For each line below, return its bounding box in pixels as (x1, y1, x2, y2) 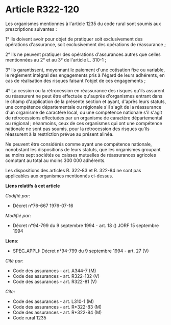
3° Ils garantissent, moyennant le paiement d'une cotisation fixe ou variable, (5, 67, 165, 73)
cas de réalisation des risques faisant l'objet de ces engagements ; (5, 77, 146, 84)
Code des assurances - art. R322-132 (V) (12, 273, 100, 279)
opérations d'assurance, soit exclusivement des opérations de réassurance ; (5, 41, 166, 47)
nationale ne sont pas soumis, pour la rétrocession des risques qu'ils (5, 126, 150, 132)
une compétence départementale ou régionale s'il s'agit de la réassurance (5, 104, 162, 110)
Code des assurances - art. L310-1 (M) (12, 298, 94, 304)
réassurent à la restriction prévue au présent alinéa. (5, 131, 114, 137)
